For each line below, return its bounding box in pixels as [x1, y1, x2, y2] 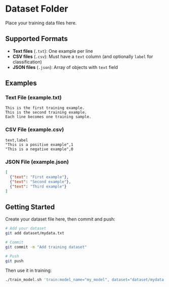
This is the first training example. [5, 105, 85, 111]
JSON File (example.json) [5, 158, 69, 165]
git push [5, 258, 24, 264]
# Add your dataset [5, 226, 47, 231]
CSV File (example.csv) [5, 126, 64, 133]
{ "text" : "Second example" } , [10, 179, 71, 184]
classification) [12, 59, 42, 65]
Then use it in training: [5, 267, 52, 274]
